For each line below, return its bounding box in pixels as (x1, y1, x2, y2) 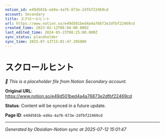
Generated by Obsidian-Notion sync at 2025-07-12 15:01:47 (5, 126, 127, 132)
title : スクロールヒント (5, 16, 50, 21)
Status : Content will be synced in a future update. (5, 103, 106, 109)
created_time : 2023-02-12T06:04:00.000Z (5, 26, 89, 30)
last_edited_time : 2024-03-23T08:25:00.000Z (5, 30, 98, 35)
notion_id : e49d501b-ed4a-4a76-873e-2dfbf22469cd (5, 7, 109, 12)
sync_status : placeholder (5, 35, 58, 40)
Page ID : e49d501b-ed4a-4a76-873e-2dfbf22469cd (5, 112, 103, 118)
